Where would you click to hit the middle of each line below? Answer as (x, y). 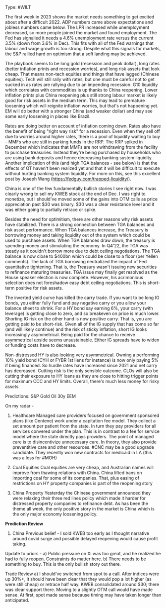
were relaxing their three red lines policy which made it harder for (79, 498)
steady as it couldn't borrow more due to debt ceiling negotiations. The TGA (83, 251)
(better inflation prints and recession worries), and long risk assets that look (83, 69)
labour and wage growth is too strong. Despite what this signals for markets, (83, 49)
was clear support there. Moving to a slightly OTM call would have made (79, 590)
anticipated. (17, 600)
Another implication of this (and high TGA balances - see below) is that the (81, 163)
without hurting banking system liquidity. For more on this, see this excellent (83, 173)
